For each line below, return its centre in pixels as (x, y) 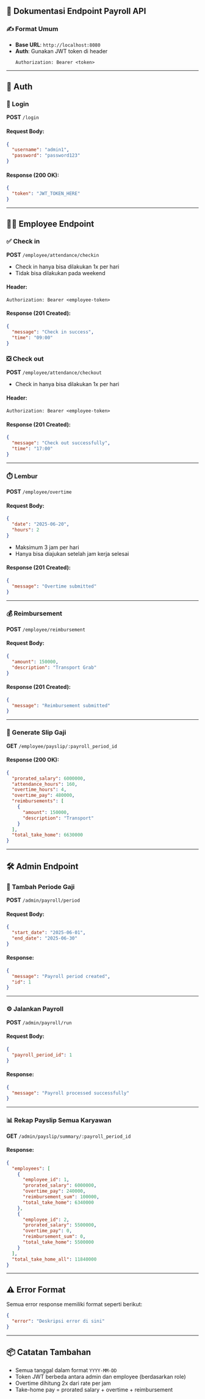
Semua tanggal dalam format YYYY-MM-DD (66, 1370)
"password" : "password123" (46, 156)
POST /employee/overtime (39, 491)
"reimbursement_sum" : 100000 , (61, 1197)
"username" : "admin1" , (41, 150)
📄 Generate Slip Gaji (36, 733)
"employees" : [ (31, 1168)
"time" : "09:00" (32, 337)
